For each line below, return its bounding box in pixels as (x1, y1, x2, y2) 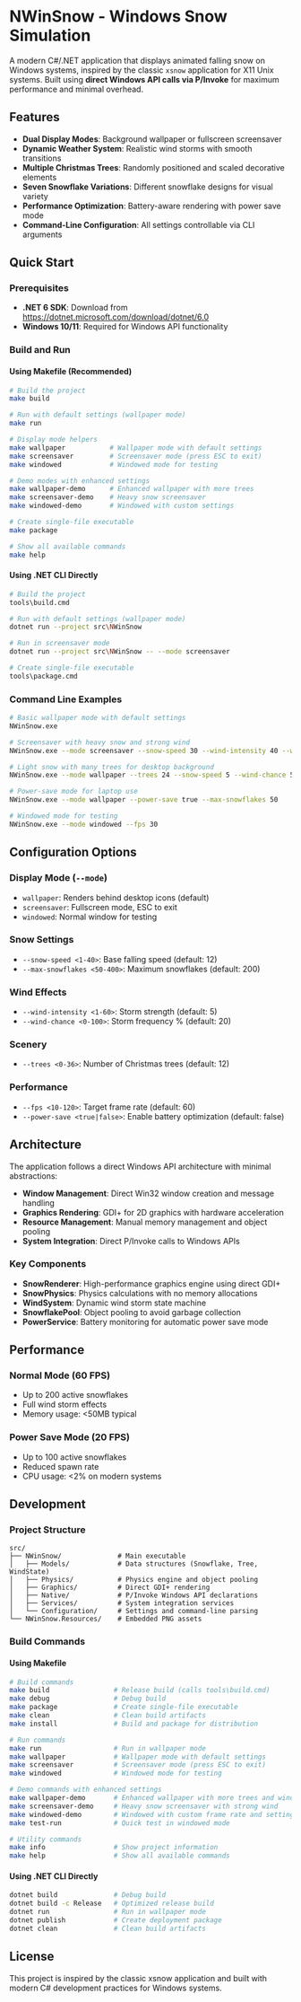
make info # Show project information (9, 1843, 219, 1852)
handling (21, 1197, 56, 1208)
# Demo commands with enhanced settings (9, 1785, 163, 1795)
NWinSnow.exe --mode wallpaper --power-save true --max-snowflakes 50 (9, 795, 279, 804)
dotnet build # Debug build (9, 1891, 167, 1900)
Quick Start (9, 255, 74, 270)
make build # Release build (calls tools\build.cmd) (9, 1686, 271, 1695)
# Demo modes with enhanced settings (9, 476, 150, 486)
